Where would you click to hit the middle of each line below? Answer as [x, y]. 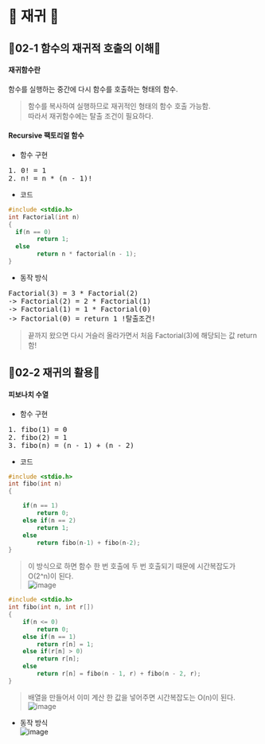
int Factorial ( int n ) [44, 217]
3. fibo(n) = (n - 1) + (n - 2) [71, 445]
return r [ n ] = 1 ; [65, 644]
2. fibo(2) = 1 [38, 437]
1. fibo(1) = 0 [38, 429]
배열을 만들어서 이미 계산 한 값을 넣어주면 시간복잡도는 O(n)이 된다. [132, 697]
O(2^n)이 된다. [51, 576]
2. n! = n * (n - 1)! [51, 178]
